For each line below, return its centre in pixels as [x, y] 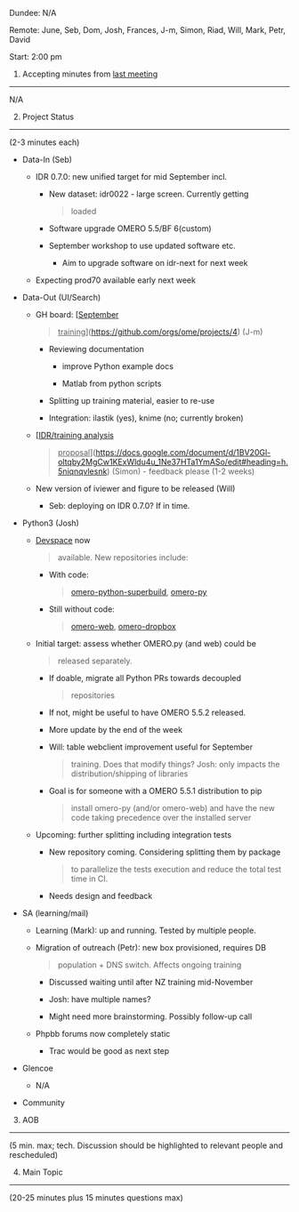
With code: [69, 574]
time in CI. [89, 879]
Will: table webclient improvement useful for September [151, 747]
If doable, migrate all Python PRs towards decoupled [145, 678]
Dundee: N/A [33, 13]
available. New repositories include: [123, 558]
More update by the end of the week [116, 730]
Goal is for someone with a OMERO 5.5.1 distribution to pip [155, 791]
